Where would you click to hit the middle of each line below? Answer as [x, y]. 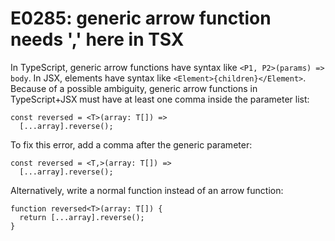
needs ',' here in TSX [97, 39]
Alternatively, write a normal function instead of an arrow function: [147, 190]
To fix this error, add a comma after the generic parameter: [131, 144]
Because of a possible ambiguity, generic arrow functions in [134, 88]
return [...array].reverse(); [82, 217]
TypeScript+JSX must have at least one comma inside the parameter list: [160, 99]
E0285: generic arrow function [141, 18]
